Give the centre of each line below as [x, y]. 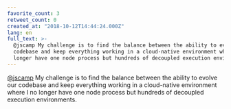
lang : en [20, 33]
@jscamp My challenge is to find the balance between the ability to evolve [112, 77]
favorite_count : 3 [33, 13]
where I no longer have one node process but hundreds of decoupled [106, 92]
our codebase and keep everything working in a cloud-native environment [112, 85]
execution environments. [42, 99]
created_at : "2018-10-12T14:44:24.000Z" [66, 26]
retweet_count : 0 [32, 20]
